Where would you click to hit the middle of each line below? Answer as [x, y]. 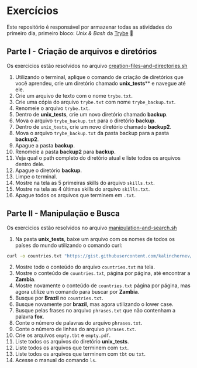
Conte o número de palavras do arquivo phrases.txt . [79, 323]
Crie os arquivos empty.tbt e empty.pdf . [63, 335]
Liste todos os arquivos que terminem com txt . [72, 348]
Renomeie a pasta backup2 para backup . [65, 152]
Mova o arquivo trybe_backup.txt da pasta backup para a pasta [92, 133]
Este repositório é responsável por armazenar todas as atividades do [89, 27]
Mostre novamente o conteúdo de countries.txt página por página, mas [103, 286]
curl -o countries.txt [34, 256]
